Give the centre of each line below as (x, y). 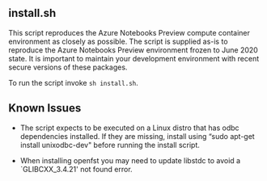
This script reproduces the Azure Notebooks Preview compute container (129, 32)
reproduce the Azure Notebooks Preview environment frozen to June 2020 (133, 50)
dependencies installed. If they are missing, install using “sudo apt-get (137, 136)
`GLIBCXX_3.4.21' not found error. (76, 169)
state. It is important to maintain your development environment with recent (134, 58)
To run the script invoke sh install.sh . (74, 82)
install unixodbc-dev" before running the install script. (110, 145)
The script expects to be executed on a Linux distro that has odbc (130, 128)
